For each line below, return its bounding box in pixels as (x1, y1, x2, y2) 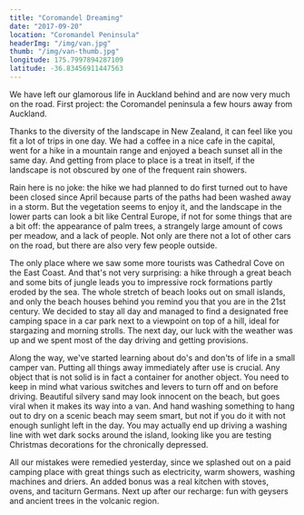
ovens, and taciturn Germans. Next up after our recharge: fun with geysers (9, 485, 289, 496)
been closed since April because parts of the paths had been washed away (9, 192, 292, 203)
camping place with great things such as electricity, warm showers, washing (9, 466, 295, 477)
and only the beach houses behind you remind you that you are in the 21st (9, 296, 286, 307)
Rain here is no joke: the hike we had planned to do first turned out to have (9, 182, 289, 193)
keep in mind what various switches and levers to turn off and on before (9, 381, 279, 391)
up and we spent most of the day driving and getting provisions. (9, 334, 249, 345)
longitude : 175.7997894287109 (9, 55, 124, 64)
